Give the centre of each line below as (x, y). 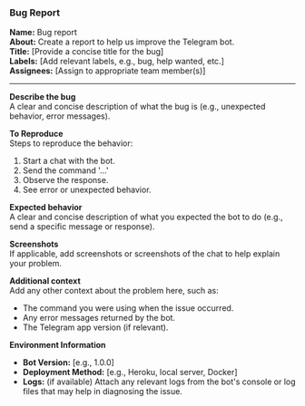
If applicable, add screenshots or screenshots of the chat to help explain (145, 254)
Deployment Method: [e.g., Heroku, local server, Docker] (130, 372)
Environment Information (58, 345)
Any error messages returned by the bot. (98, 318)
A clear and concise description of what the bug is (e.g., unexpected (138, 107)
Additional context (45, 281)
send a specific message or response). (82, 227)
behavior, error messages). (60, 116)
